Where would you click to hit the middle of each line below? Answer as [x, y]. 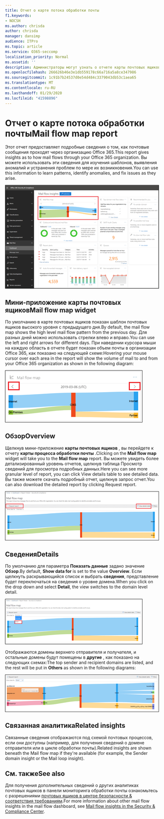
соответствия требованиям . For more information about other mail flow [77, 801]
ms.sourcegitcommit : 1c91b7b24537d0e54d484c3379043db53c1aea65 [71, 78]
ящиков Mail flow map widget [51, 310]
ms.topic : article [24, 47]
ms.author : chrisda [25, 26]
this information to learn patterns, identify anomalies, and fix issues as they [81, 173]
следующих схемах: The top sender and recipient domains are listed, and [79, 662]
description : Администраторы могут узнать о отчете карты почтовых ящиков [83, 67]
